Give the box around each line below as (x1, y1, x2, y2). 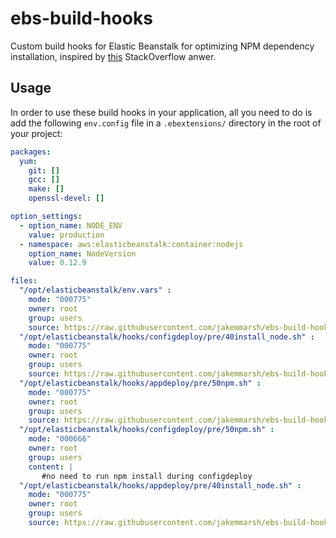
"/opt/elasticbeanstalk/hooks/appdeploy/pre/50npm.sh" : (19, 378, 262, 388)
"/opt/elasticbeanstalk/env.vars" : (19, 285, 172, 296)
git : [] (28, 165, 60, 176)
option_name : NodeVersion (28, 248, 137, 259)
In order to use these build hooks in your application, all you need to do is (10, 106, 313, 118)
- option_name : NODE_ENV (19, 220, 123, 231)
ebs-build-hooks (10, 7, 153, 30)
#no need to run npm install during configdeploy (41, 471, 253, 481)
